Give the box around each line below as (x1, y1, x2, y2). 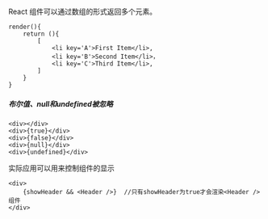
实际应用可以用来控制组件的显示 (8, 163, 115, 173)
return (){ (23, 30, 60, 38)
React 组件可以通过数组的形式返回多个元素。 (8, 6, 157, 17)
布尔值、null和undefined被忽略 (8, 99, 113, 108)
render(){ (8, 23, 42, 32)
